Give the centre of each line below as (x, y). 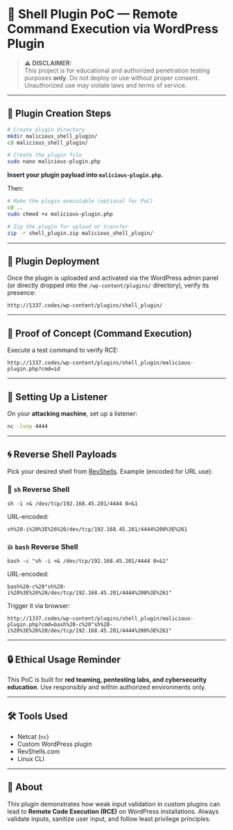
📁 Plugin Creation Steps (59, 114)
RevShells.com (38, 751)
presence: (21, 293)
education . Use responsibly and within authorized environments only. (107, 687)
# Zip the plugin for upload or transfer (68, 226)
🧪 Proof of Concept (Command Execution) (100, 333)
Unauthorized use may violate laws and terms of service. (105, 85)
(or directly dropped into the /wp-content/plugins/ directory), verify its (108, 285)
